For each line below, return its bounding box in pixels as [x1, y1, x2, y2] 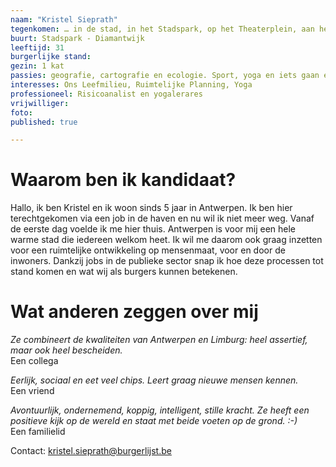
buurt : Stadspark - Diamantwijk [10, 33, 145, 43]
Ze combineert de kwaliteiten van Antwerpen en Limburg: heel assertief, [10, 334, 308, 346]
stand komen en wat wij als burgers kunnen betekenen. [10, 266, 238, 278]
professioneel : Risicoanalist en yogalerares [10, 89, 203, 99]
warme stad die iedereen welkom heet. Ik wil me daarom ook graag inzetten [10, 234, 323, 246]
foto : [10, 107, 33, 118]
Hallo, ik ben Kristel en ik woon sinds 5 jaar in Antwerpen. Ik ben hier [10, 202, 293, 214]
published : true [10, 117, 78, 127]
